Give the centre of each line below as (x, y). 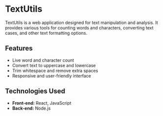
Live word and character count (43, 60)
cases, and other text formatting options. (46, 33)
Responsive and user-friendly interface (52, 76)
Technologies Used (35, 91)
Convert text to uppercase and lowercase (54, 65)
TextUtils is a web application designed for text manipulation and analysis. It (81, 23)
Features (19, 48)
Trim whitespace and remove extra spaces (55, 70)
